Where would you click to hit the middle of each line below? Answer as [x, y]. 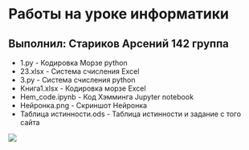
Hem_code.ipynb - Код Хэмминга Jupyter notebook [107, 97]
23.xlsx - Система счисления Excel [80, 71]
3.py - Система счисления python [78, 80]
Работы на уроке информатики [118, 14]
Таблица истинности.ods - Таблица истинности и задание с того [131, 114]
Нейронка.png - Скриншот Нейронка [83, 105]
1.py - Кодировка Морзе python [73, 63]
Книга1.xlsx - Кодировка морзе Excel [83, 88]
